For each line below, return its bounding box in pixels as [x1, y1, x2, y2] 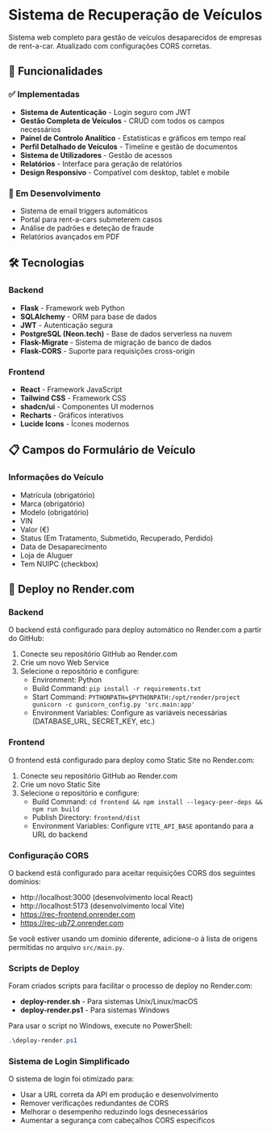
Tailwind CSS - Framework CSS [19, 393, 127, 402]
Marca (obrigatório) [19, 499, 85, 508]
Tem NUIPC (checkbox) [19, 558, 99, 568]
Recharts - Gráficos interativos [19, 410, 124, 420]
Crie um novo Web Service [19, 658, 110, 668]
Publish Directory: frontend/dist [31, 812, 141, 822]
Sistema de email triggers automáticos [19, 206, 148, 215]
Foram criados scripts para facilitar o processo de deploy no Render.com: [8, 981, 252, 991]
